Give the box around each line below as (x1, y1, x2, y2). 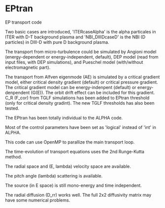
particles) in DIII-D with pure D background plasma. (5, 39, 109, 45)
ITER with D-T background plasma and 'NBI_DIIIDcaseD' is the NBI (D (5, 34, 146, 40)
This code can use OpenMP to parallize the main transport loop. (5, 139, 135, 145)
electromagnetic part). (5, 64, 51, 70)
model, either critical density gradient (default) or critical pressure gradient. (5, 79, 159, 85)
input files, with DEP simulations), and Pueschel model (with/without (5, 59, 143, 65)
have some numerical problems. (5, 197, 70, 203)
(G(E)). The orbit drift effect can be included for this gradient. (31, 89, 155, 95)
